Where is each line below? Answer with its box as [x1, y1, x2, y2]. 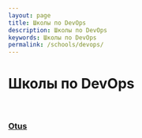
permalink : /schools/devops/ [8, 41, 104, 49]
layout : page [8, 11, 51, 20]
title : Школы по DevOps [8, 19, 87, 27]
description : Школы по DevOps [8, 26, 108, 34]
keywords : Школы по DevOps [8, 33, 97, 42]
